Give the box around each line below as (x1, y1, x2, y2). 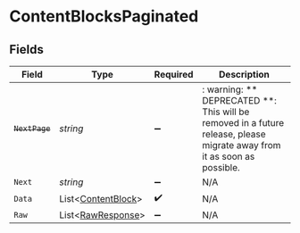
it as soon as (202, 150, 255, 162)
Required (154, 69, 194, 80)
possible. (202, 162, 241, 173)
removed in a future (202, 117, 285, 129)
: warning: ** (202, 83, 258, 96)
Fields (9, 42, 45, 57)
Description (218, 69, 270, 80)
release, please (202, 128, 266, 140)
